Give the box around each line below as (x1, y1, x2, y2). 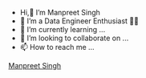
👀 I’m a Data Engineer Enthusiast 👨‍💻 (19, 16, 139, 26)
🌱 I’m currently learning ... (19, 25, 106, 34)
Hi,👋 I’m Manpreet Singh (19, 8, 100, 17)
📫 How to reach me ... (19, 43, 95, 51)
